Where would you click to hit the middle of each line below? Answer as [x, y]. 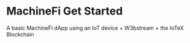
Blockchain [20, 34]
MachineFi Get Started [65, 11]
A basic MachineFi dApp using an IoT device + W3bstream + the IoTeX [95, 28]
